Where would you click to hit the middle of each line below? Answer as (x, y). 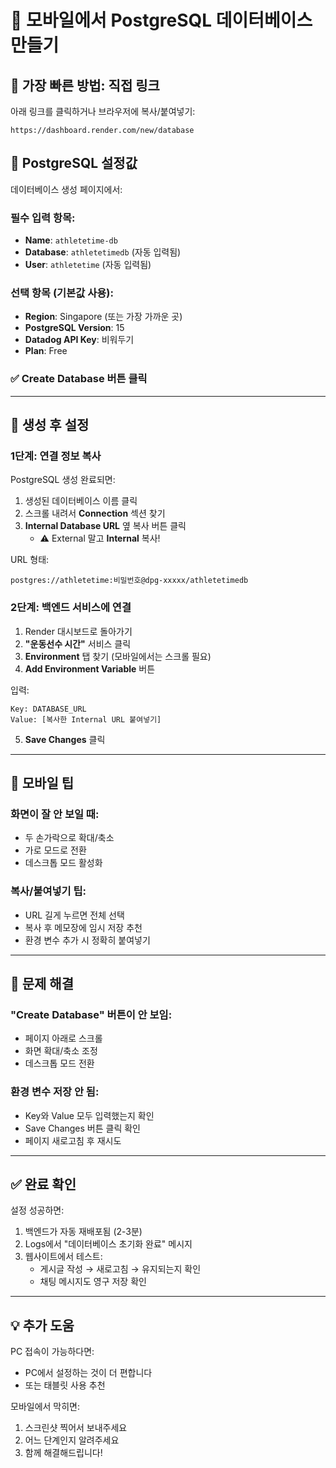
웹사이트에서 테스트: (63, 1257)
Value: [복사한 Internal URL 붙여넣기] (86, 719)
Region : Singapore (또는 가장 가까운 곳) (103, 317)
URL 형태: (30, 560)
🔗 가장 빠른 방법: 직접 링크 (85, 85)
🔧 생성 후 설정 (50, 425)
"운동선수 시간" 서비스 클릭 (78, 643)
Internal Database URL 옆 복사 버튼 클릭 (105, 526)
